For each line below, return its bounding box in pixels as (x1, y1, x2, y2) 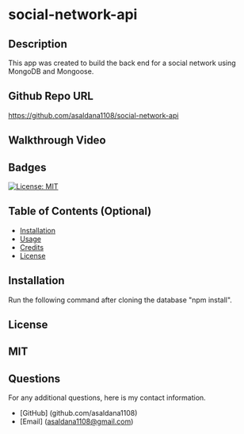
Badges (8, 160, 47, 174)
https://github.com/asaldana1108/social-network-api (8, 110, 179, 120)
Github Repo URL (8, 90, 93, 103)
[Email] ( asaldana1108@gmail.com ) (19, 417, 134, 426)
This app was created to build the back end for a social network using (8, 58, 236, 67)
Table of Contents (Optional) (8, 205, 152, 218)
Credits (19, 242, 44, 252)
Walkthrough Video (8, 133, 106, 148)
